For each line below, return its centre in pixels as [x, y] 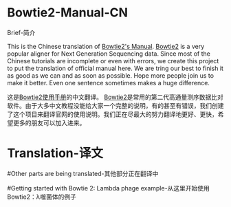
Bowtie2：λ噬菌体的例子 [42, 197]
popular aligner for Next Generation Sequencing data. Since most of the [109, 54]
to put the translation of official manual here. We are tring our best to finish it [115, 68]
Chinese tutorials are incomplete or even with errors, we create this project [113, 61]
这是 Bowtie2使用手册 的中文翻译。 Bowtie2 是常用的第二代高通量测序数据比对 [115, 97]
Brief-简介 [21, 32]
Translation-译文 [55, 153]
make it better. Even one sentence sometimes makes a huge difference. [108, 83]
